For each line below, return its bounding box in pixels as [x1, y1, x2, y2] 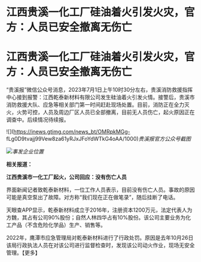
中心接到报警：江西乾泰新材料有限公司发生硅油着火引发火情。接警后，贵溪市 [6, 94, 195, 101]
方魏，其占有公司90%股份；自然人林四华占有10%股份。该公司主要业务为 [6, 214, 186, 221]
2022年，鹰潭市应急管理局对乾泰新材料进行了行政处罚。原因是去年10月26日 [6, 234, 194, 242]
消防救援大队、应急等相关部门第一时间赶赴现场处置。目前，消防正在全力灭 [6, 101, 190, 109]
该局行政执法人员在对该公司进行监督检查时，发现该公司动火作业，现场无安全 [6, 242, 195, 249]
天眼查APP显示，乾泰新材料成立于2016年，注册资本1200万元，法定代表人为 [6, 206, 193, 213]
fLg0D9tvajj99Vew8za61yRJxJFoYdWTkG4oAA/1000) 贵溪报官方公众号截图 [6, 135, 191, 143]
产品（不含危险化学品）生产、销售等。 [11, 221, 106, 228]
